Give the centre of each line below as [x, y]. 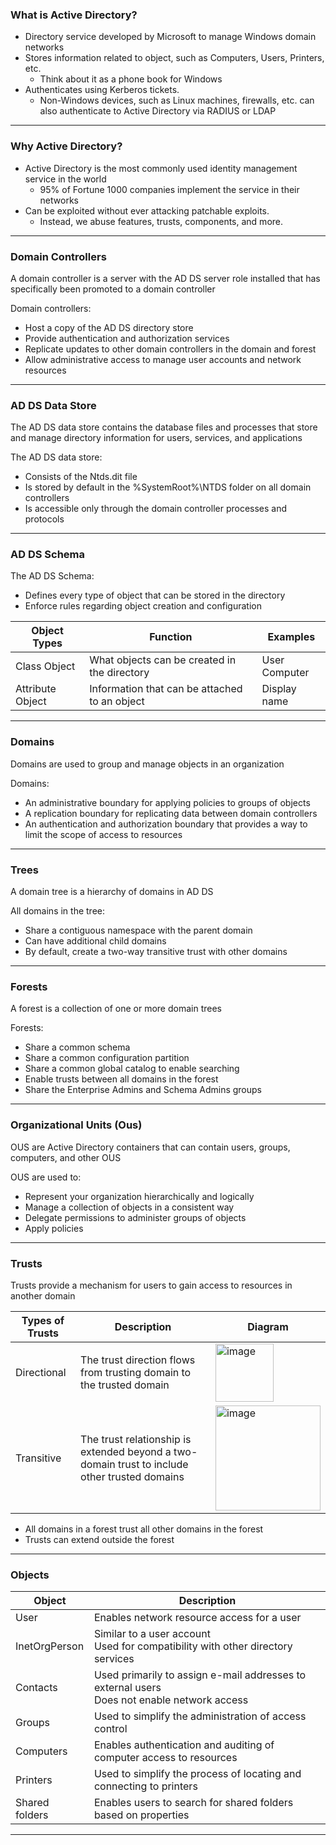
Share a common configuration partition [107, 1058]
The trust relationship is [136, 1439]
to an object [117, 701]
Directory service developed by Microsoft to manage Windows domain [170, 37]
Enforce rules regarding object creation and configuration [143, 606]
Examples [291, 637]
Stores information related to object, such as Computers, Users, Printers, [174, 58]
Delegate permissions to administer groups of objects [135, 1217]
